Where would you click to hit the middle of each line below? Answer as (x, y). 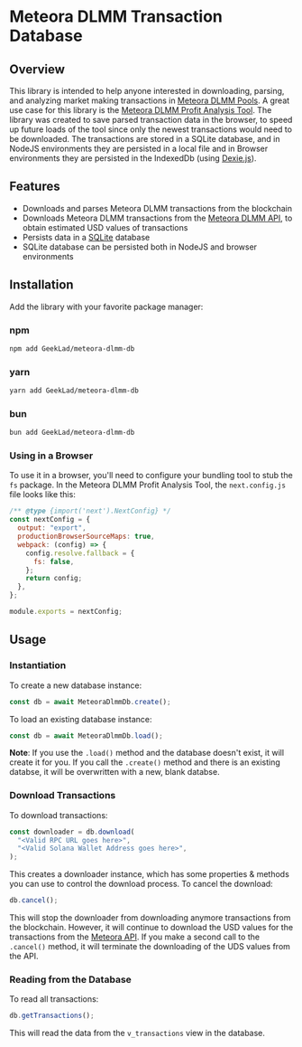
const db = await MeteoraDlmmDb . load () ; (87, 736)
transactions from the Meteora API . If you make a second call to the (134, 937)
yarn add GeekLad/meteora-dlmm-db (74, 391)
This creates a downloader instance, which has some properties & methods (150, 874)
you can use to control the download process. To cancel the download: (141, 884)
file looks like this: (43, 495)
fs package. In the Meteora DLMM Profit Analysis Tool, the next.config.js (148, 485)
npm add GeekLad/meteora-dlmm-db (72, 349)
